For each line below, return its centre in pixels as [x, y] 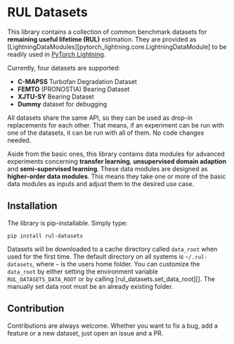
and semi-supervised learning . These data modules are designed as [108, 168]
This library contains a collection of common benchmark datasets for [107, 32]
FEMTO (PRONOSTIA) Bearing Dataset [73, 89]
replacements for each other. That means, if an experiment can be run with [116, 125]
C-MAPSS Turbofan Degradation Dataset [77, 81]
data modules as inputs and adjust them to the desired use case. [101, 183]
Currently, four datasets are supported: [64, 68]
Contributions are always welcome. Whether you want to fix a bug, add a [112, 326]
